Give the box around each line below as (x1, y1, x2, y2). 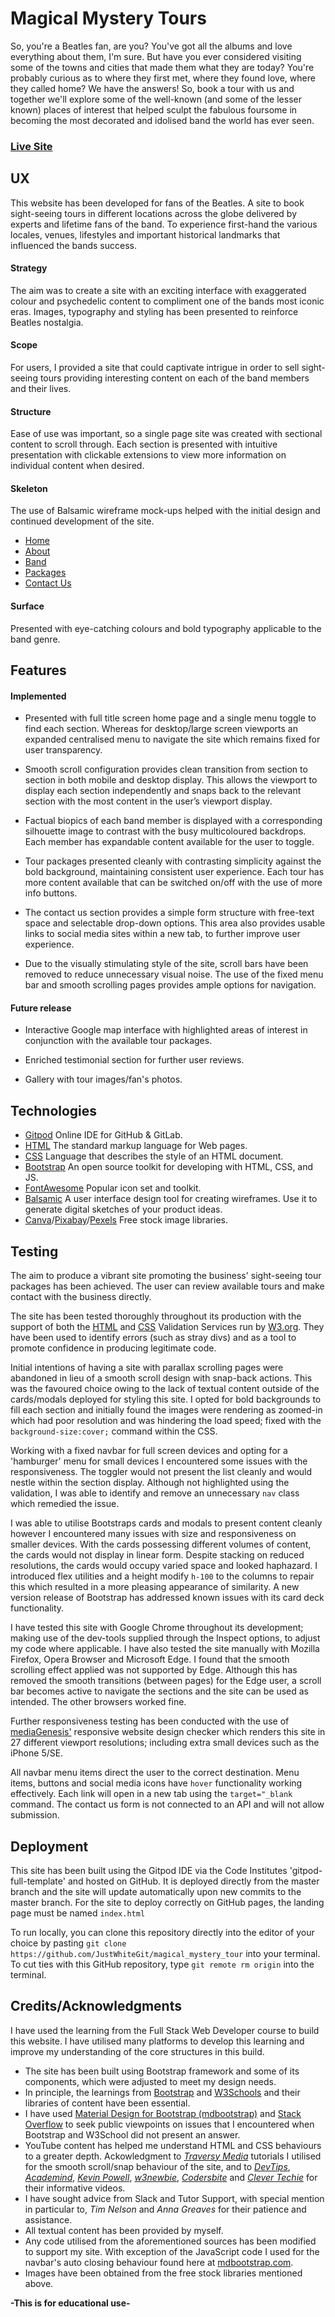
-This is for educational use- (10, 2297, 131, 2309)
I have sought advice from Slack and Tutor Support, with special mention (24, 2192, 325, 2204)
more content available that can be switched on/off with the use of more (24, 877, 323, 889)
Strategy (10, 262, 48, 274)
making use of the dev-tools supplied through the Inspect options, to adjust (10, 1632, 321, 1644)
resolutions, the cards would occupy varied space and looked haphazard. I (10, 1560, 318, 1572)
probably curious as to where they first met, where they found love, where (10, 72, 316, 84)
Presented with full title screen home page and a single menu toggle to (24, 712, 317, 724)
